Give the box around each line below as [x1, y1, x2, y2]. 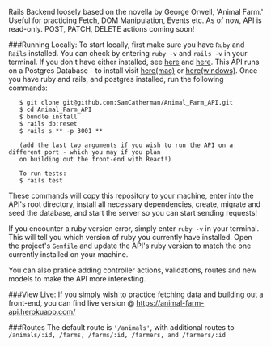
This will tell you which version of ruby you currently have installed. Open [8, 233, 252, 242]
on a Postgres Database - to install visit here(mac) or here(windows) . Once [8, 66, 258, 75]
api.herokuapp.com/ [8, 307, 76, 316]
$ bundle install [19, 113, 78, 121]
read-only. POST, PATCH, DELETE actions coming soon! [8, 24, 195, 33]
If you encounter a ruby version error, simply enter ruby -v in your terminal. [8, 224, 260, 233]
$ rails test [19, 177, 63, 185]
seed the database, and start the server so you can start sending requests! [8, 208, 257, 217]
